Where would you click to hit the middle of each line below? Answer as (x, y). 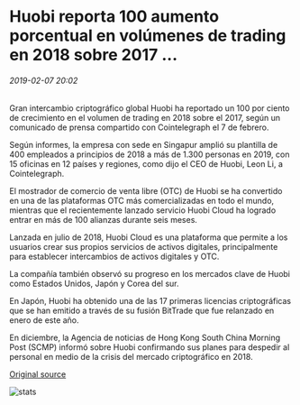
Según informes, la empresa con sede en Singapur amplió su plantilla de (144, 145)
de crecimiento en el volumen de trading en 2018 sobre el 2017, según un (145, 118)
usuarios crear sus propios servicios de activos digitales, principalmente (144, 247)
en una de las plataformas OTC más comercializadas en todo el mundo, (142, 201)
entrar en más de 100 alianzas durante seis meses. (104, 220)
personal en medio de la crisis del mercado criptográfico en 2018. (132, 357)
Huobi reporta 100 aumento (114, 17)
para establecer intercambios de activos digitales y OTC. (114, 257)
